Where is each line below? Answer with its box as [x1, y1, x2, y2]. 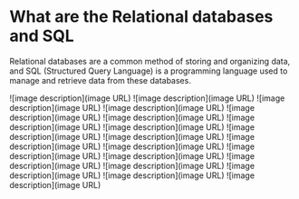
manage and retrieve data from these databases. [9, 75, 192, 85]
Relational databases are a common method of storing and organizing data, [9, 55, 291, 66]
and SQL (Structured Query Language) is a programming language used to [9, 65, 288, 76]
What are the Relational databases [9, 6, 274, 27]
